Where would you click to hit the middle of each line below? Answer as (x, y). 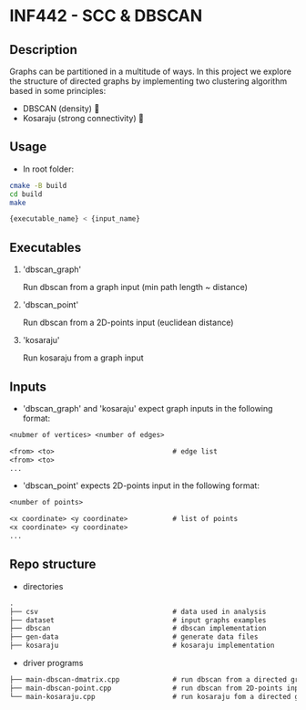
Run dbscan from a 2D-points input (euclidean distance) (128, 323)
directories (43, 586)
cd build (26, 194)
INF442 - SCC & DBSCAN (106, 16)
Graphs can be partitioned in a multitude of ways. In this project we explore (150, 71)
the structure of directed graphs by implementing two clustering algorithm (148, 81)
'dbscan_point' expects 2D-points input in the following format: (141, 486)
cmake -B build (38, 185)
